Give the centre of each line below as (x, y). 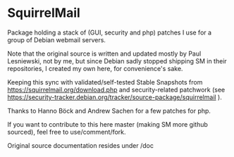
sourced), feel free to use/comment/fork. (67, 132)
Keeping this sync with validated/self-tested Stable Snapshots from (105, 82)
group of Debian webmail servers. (56, 39)
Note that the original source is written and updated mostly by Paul (104, 54)
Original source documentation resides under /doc (80, 145)
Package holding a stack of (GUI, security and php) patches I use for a (110, 32)
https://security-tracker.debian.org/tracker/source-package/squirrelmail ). (115, 97)
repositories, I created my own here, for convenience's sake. (95, 68)
